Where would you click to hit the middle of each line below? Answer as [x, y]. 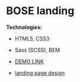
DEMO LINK [29, 61]
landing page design [40, 73]
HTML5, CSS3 [32, 38]
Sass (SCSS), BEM [37, 50]
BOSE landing [40, 11]
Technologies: [24, 27]
